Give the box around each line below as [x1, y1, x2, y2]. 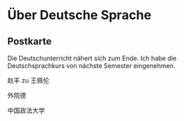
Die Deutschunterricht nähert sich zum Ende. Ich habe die [7, 54, 177, 62]
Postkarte [7, 35, 52, 47]
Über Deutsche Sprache [7, 7, 151, 23]
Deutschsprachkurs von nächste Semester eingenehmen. [7, 62, 175, 70]
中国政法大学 [7, 106, 45, 115]
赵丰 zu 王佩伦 [7, 76, 50, 84]
